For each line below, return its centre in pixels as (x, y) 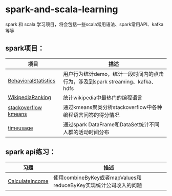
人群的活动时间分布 (86, 132)
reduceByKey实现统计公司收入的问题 (98, 185)
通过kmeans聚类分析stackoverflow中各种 (113, 107)
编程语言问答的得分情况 (91, 115)
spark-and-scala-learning (62, 9)
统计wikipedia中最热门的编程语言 (103, 97)
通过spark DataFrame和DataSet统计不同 (111, 124)
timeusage (20, 128)
